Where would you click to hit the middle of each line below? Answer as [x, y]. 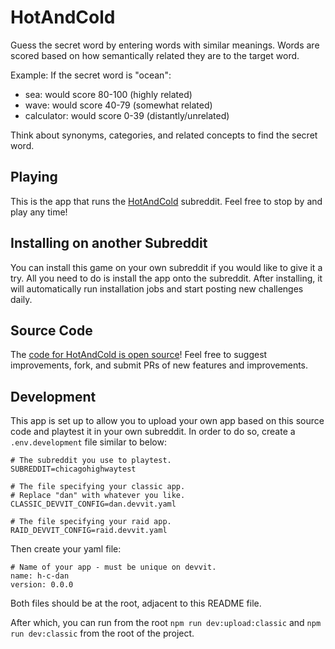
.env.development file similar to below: [88, 442]
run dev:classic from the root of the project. [102, 633]
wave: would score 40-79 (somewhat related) [118, 105]
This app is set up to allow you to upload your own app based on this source [167, 421]
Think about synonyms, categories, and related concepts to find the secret [164, 135]
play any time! [39, 212]
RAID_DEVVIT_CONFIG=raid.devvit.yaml [89, 531]
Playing [34, 177]
